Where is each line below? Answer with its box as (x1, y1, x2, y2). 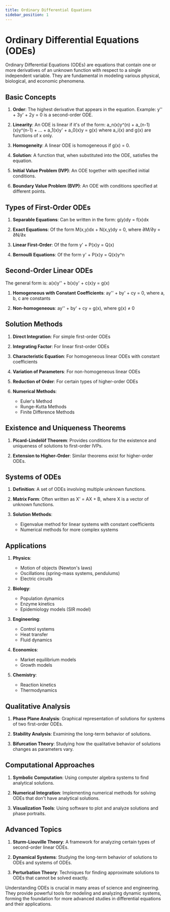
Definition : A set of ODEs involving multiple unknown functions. (12, 486, 146, 492)
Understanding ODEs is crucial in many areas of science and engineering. (5, 884, 160, 891)
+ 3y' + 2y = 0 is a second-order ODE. (12, 112, 93, 118)
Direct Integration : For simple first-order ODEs (12, 333, 111, 340)
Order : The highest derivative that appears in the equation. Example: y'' (12, 107, 163, 113)
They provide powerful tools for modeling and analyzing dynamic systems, (5, 890, 161, 896)
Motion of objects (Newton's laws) (20, 565, 92, 571)
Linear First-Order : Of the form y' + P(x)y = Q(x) (12, 242, 115, 248)
